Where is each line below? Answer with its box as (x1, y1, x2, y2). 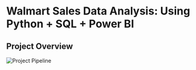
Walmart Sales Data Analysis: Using (6, 4, 191, 18)
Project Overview (6, 41, 73, 51)
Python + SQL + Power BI (6, 17, 134, 31)
